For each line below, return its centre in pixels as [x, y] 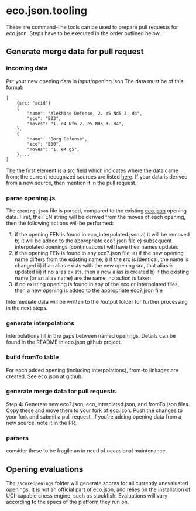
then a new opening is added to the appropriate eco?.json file [88, 290]
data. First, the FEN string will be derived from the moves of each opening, [96, 217]
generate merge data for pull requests [61, 392]
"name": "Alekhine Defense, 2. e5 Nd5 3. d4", [85, 113]
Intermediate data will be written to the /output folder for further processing [97, 301]
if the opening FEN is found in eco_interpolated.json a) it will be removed [102, 234]
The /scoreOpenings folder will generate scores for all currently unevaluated [97, 483]
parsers [18, 438]
